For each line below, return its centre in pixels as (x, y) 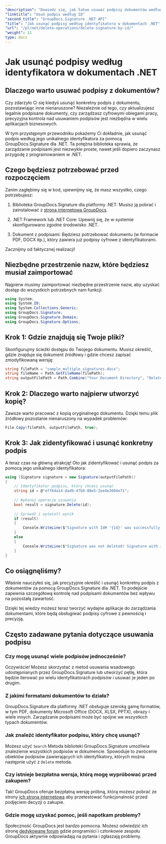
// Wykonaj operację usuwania (45, 500)
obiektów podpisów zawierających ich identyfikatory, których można (75, 756)
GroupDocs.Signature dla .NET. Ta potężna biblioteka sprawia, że (72, 144)
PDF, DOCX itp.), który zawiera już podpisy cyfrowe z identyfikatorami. (84, 240)
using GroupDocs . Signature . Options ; (43, 322)
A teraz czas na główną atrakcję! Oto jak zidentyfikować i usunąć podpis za (82, 463)
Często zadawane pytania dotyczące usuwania (80, 634)
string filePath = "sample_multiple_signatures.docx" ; (63, 369)
